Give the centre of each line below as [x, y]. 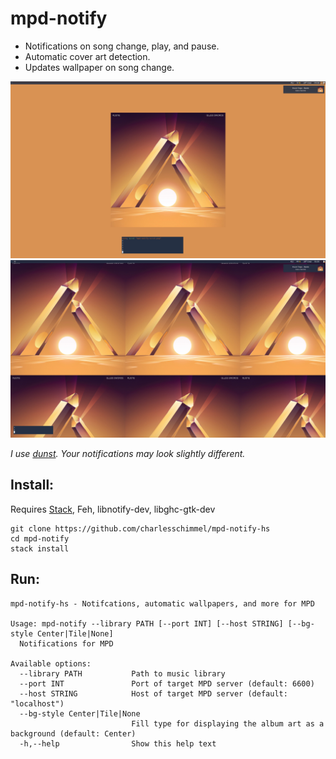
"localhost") [37, 703]
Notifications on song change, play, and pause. [122, 46]
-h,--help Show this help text [118, 743]
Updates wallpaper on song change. [99, 67]
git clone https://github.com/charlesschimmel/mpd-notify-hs [140, 528]
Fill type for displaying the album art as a [228, 723]
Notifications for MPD [66, 643]
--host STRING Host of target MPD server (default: [153, 693]
